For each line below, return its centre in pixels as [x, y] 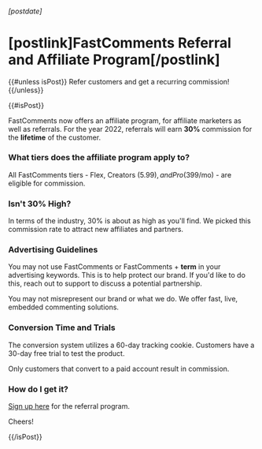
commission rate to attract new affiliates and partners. [96, 230]
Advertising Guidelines [53, 250]
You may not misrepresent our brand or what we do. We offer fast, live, [123, 299]
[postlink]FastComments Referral [120, 43]
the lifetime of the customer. [54, 137]
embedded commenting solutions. [64, 307]
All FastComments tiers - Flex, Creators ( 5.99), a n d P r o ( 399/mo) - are [120, 174]
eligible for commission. [47, 183]
